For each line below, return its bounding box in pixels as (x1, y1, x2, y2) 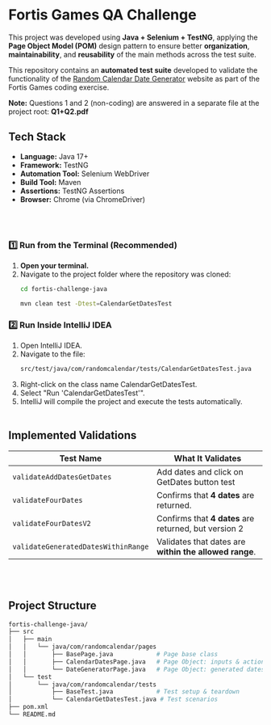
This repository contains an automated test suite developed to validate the (8, 65, 258, 74)
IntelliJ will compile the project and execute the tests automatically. (19, 396, 243, 406)
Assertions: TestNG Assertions (19, 186, 125, 196)
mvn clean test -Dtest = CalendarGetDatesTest (19, 299, 173, 308)
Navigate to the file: (19, 349, 86, 359)
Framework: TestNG (19, 160, 89, 170)
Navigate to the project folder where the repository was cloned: (19, 269, 231, 280)
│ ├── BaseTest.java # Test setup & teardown (8, 688, 240, 696)
